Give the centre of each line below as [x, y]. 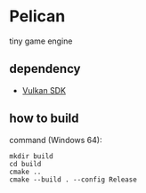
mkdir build [31, 156]
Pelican [37, 16]
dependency [45, 69]
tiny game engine [41, 41]
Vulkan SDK [44, 90]
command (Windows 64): [56, 140]
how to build [44, 119]
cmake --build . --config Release [73, 180]
